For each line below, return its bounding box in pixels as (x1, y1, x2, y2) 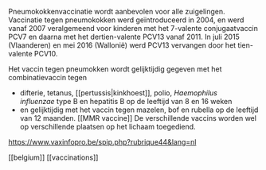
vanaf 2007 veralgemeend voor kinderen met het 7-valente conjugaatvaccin (8, 24, 259, 33)
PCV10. (34, 49, 58, 58)
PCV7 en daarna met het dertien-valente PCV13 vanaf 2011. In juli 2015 (8, 32, 241, 41)
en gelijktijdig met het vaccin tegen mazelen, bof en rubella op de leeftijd (19, 105, 259, 114)
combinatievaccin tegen (8, 73, 88, 82)
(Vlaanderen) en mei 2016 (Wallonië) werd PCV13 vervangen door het (8, 41, 237, 50)
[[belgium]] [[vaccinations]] (8, 153, 99, 162)
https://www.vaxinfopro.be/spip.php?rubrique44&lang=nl (8, 137, 197, 146)
